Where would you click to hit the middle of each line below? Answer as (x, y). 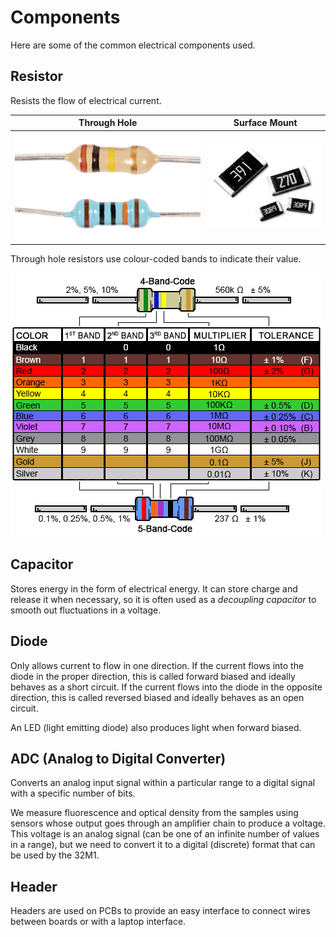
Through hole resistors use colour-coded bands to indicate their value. (156, 259)
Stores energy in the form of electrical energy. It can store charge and (154, 588)
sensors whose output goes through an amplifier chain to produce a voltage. (168, 823)
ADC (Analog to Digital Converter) (118, 759)
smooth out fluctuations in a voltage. (86, 610)
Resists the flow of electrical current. (86, 100)
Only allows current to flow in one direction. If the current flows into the (157, 665)
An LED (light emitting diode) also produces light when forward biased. (156, 727)
